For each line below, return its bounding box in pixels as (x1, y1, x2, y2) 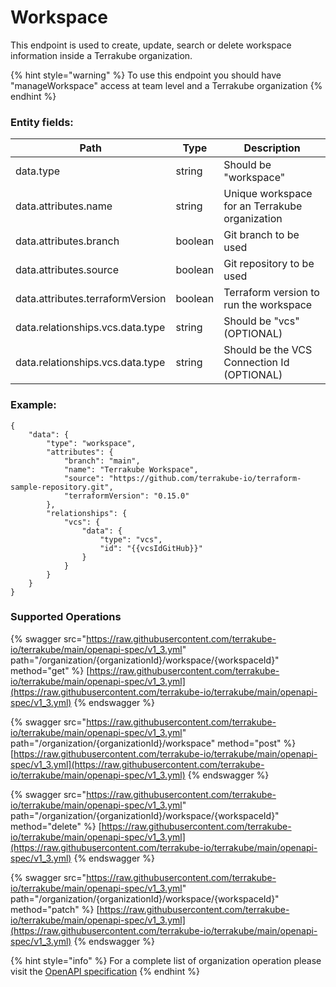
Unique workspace (223, 187, 313, 201)
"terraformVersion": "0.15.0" (63, 491, 190, 501)
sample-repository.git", (10, 482, 114, 492)
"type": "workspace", (46, 438, 137, 448)
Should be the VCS (223, 343, 313, 357)
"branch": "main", (63, 456, 141, 466)
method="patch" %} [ (10, 903, 100, 915)
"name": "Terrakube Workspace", (63, 464, 199, 475)
